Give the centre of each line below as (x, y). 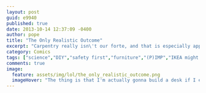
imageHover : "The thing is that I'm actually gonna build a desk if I (104, 80)
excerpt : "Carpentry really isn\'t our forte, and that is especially (98, 46)
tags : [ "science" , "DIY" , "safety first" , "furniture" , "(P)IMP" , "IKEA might (103, 58)
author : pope (23, 35)
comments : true (26, 63)
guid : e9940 (21, 18)
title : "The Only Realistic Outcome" (55, 40)
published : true (27, 23)
